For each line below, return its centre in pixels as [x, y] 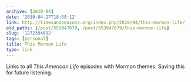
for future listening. [29, 72]
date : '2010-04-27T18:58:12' [42, 17]
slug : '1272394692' [30, 33]
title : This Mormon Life [36, 45]
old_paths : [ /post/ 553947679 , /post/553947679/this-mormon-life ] [88, 28]
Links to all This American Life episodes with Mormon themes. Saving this [95, 66]
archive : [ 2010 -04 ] [30, 11]
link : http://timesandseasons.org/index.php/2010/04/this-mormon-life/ [95, 22]
